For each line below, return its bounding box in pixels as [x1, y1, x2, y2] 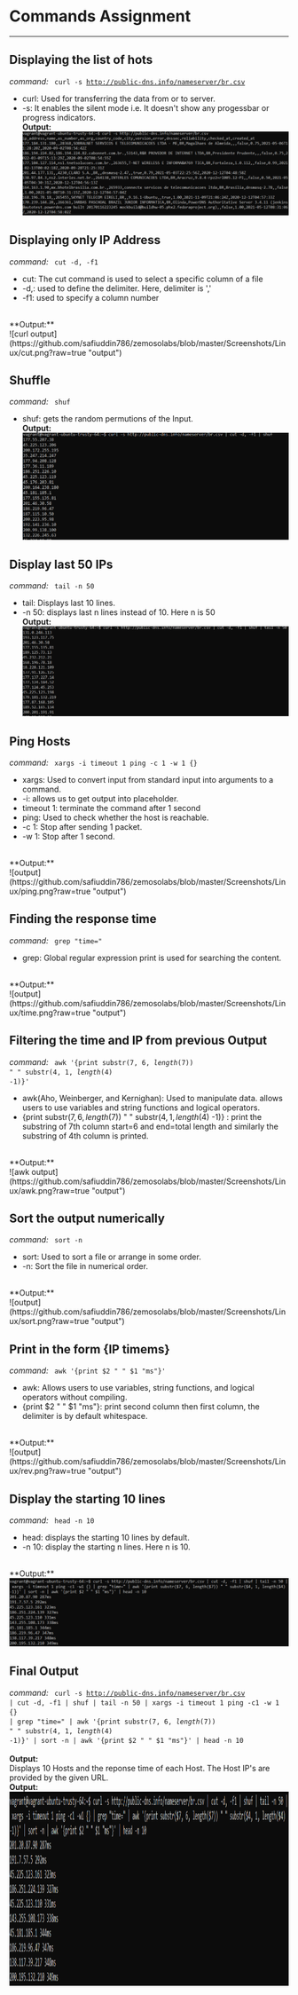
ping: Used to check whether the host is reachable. [21, 812, 209, 823]
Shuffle [9, 373, 51, 388]
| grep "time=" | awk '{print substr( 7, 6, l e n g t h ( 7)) [9, 1717, 216, 1726]
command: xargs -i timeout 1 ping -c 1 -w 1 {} [9, 757, 198, 768]
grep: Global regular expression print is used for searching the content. [21, 952, 282, 963]
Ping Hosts [9, 734, 71, 749]
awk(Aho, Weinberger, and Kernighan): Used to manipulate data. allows [21, 1092, 284, 1103]
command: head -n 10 [9, 1515, 95, 1526]
